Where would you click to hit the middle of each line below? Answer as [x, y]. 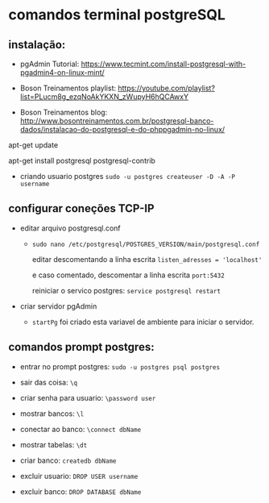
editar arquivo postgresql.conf [70, 228]
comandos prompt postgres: [81, 347]
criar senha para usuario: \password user [88, 397]
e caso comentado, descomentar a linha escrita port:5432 [128, 275]
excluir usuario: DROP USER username [79, 476]
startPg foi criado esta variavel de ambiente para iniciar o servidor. [143, 322]
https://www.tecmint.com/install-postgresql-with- [163, 64]
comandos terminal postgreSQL [117, 15]
